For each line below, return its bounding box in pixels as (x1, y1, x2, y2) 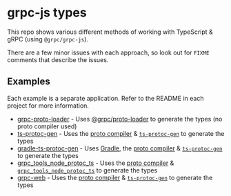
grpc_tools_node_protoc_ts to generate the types (17, 166, 158, 174)
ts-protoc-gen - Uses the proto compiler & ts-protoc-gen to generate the (17, 129, 225, 137)
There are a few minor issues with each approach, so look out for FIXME (7, 48, 210, 57)
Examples (7, 76, 50, 88)
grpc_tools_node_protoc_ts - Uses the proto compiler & (17, 159, 174, 167)
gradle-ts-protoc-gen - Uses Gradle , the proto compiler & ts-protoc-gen (17, 144, 223, 153)
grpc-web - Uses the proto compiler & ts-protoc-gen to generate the (17, 173, 213, 182)
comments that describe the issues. (7, 55, 109, 63)
